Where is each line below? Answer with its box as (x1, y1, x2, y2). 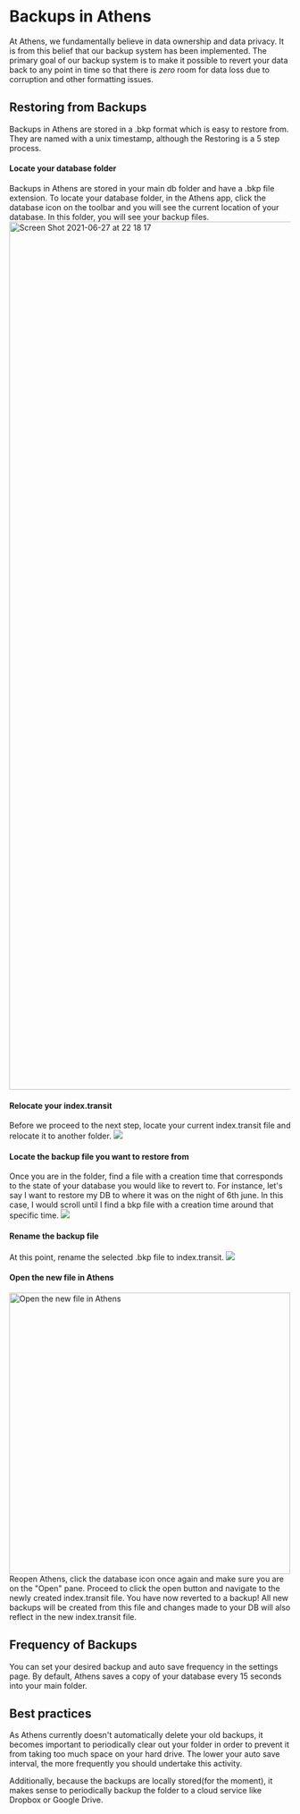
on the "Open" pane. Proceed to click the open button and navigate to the (9, 1582, 280, 1594)
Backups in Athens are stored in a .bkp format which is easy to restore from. (9, 123, 289, 134)
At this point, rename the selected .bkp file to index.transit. (9, 1251, 225, 1263)
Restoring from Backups (9, 100, 147, 115)
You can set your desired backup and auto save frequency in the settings (9, 1661, 279, 1672)
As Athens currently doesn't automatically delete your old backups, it (9, 1730, 263, 1741)
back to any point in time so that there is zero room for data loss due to (9, 64, 271, 75)
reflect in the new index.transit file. (9, 1611, 137, 1622)
